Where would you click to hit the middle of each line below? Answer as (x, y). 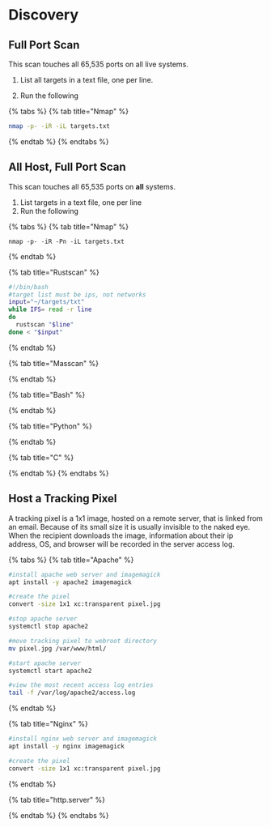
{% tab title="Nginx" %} (49, 724)
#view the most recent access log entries (81, 685)
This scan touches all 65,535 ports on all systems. (92, 186)
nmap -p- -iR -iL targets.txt (59, 126)
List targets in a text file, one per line (81, 202)
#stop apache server (43, 619)
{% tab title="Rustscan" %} (54, 272)
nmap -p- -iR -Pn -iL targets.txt (67, 241)
